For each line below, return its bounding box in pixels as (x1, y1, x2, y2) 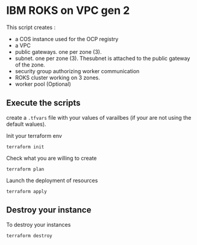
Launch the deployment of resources (6, 177, 98, 184)
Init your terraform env (6, 132, 62, 139)
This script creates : (6, 24, 56, 31)
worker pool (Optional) (14, 80, 71, 88)
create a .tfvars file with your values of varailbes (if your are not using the (6, 114, 192, 121)
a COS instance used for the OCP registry (14, 35, 119, 42)
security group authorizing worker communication (14, 67, 140, 74)
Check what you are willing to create (6, 154, 97, 162)
